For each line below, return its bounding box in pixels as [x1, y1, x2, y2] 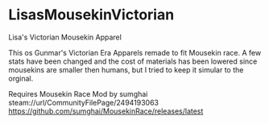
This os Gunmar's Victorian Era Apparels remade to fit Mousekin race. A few [8, 48, 262, 57]
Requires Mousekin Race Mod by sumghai [8, 89, 148, 98]
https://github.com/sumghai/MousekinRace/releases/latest [8, 106, 204, 116]
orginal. [8, 73, 34, 83]
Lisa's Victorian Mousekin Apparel [8, 32, 122, 42]
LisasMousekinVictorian [8, 6, 175, 24]
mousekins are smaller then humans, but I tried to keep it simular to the [8, 64, 244, 74]
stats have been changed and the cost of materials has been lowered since [8, 56, 258, 66]
